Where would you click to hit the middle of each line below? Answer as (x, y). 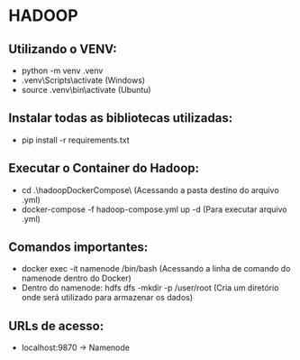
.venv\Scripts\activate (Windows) (83, 80)
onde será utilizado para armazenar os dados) (107, 298)
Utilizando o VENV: (63, 49)
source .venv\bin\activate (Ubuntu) (86, 90)
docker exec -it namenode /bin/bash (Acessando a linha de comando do (156, 269)
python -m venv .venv (62, 70)
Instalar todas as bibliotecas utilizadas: (121, 118)
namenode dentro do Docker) (76, 278)
